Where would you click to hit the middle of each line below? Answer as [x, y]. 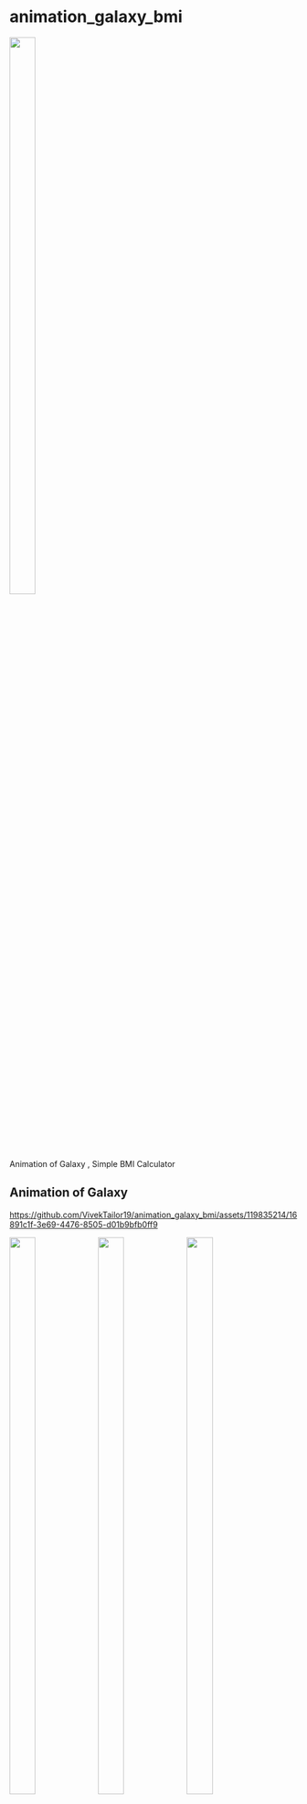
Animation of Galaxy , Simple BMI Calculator [92, 1163]
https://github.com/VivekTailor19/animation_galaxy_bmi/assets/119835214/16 [153, 1215]
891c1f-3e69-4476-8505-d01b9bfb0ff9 [84, 1224]
